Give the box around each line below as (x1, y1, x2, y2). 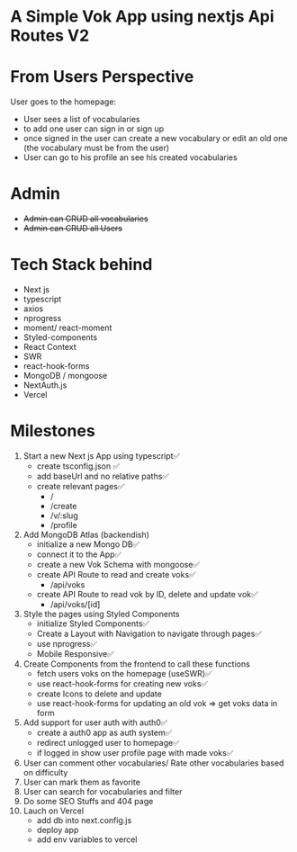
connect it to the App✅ (36, 549, 122, 560)
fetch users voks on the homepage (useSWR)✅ (36, 668, 212, 678)
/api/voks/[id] (49, 598, 101, 609)
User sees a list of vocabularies (22, 114, 140, 125)
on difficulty (22, 767, 68, 777)
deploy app (36, 824, 79, 835)
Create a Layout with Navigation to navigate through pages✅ (36, 628, 262, 639)
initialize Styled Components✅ (36, 618, 149, 629)
